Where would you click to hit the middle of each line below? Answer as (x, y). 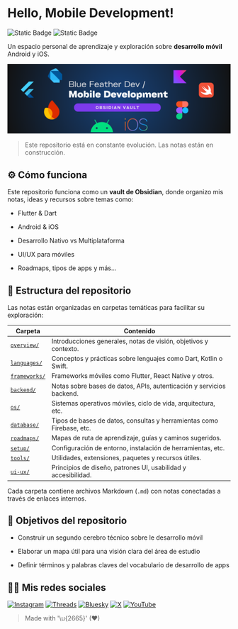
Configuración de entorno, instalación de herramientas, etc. (138, 447)
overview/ (25, 345)
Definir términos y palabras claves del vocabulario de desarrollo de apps (124, 565)
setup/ (20, 448)
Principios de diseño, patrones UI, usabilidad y (119, 468)
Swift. (60, 366)
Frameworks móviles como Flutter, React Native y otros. (133, 376)
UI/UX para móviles (46, 255)
